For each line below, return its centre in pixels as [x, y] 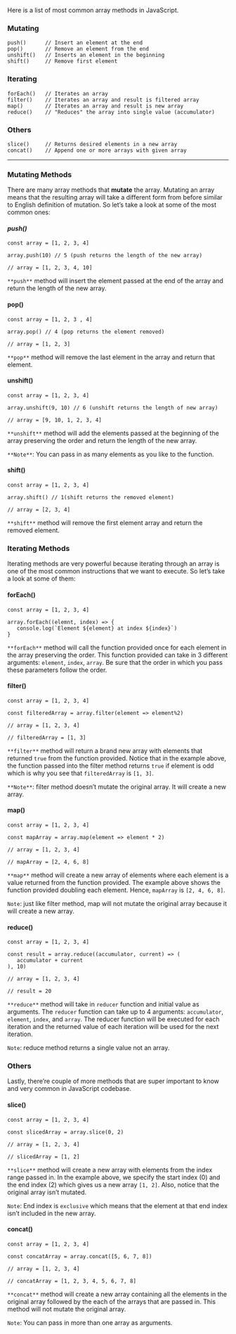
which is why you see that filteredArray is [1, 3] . [81, 773]
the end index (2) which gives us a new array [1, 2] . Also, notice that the [113, 1184]
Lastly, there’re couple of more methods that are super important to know [113, 1081]
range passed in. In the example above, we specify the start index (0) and [114, 1177]
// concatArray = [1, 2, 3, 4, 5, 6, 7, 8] [72, 1281]
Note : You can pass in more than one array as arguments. [90, 1322]
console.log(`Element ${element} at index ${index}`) [97, 628]
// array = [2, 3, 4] [39, 510]
